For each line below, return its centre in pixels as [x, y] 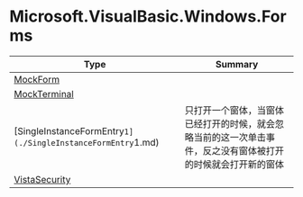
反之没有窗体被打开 [243, 150]
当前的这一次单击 [230, 137]
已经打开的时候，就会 [230, 123]
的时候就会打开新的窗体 [234, 164]
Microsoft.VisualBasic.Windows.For [148, 17]
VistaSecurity [42, 179]
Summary [237, 64]
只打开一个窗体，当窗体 [234, 110]
